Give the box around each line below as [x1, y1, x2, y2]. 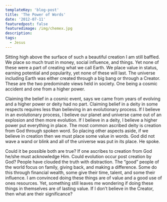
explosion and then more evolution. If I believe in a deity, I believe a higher [5, 117, 157, 123]
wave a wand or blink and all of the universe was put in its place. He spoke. [5, 138, 160, 144]
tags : [5, 36, 16, 41]
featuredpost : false [5, 21, 48, 27]
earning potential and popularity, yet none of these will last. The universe [5, 70, 155, 76]
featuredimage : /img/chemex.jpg [5, 26, 72, 31]
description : [5, 31, 32, 36]
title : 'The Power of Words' [5, 12, 66, 17]
